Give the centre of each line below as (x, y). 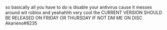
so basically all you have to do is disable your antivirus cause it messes (78, 7)
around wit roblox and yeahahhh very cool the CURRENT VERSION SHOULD (84, 12)
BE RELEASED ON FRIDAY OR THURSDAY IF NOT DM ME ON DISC (74, 18)
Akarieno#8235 (21, 23)
